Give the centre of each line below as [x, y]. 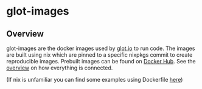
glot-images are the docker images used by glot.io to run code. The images [101, 48]
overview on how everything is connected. [60, 68]
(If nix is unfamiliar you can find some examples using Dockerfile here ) [95, 80]
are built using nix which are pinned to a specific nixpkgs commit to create [99, 55]
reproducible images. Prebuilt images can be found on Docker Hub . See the [101, 61]
